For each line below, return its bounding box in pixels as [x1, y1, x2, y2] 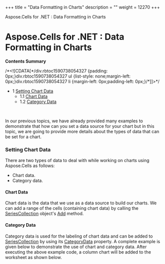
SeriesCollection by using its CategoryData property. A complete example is [5, 238, 160, 244]
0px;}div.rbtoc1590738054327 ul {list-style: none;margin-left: [5, 73, 131, 79]
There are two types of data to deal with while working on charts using [5, 158, 150, 164]
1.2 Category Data [19, 98, 57, 104]
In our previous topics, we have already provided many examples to [5, 118, 143, 124]
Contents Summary [5, 58, 46, 64]
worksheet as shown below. [5, 254, 62, 260]
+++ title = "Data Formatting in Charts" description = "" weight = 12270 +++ [5, 4, 160, 10]
